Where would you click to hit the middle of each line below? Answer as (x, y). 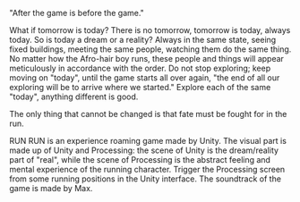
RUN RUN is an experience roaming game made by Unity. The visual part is (148, 141)
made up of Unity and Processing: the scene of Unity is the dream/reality (144, 150)
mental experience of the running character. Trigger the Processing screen (147, 169)
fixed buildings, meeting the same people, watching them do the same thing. (150, 49)
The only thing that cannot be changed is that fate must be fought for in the (148, 114)
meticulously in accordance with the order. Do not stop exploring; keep (140, 68)
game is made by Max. (51, 188)
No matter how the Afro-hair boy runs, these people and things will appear (147, 59)
